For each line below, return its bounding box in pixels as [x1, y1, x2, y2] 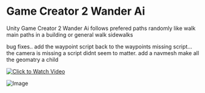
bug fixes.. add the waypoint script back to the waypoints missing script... [6, 43, 193, 50]
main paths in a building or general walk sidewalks [6, 31, 133, 38]
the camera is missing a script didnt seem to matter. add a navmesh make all [6, 49, 199, 56]
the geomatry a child [6, 56, 59, 63]
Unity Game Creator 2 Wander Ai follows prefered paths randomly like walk [6, 24, 196, 32]
